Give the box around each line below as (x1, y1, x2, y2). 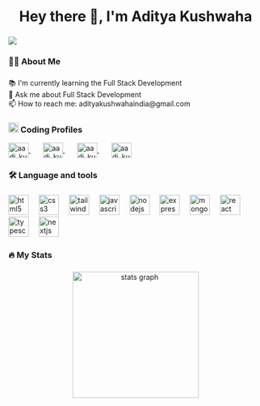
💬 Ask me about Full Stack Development (8, 89, 142, 99)
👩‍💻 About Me (8, 56, 61, 67)
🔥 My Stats (8, 250, 52, 261)
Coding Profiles (19, 124, 83, 135)
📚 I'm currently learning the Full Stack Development (8, 78, 182, 87)
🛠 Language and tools (8, 170, 99, 181)
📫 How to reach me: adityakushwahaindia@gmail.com (8, 99, 191, 108)
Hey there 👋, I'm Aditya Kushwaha (19, 7, 253, 26)
